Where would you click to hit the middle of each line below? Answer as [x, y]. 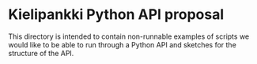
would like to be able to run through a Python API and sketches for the [123, 44]
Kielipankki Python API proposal [116, 15]
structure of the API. [41, 53]
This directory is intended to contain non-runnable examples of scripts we [129, 36]
